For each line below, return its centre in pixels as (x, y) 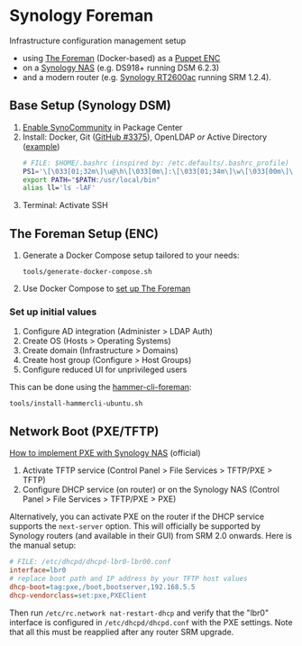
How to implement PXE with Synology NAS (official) (105, 453)
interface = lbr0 (38, 570)
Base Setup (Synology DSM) (90, 106)
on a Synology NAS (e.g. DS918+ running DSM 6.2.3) (121, 68)
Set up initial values (53, 312)
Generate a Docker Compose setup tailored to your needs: (131, 255)
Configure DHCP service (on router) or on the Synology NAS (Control (151, 490)
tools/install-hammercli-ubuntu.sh (76, 404)
